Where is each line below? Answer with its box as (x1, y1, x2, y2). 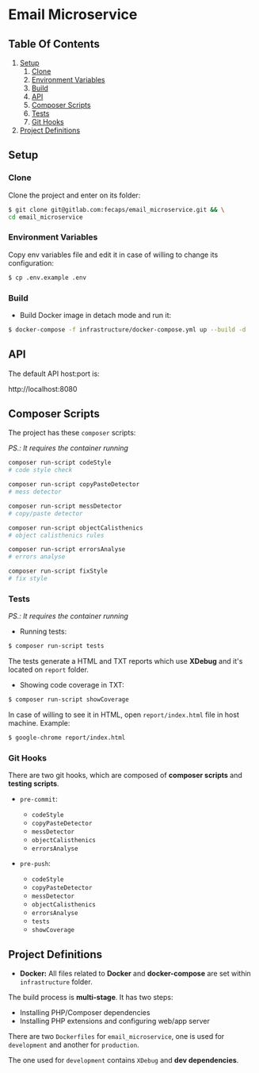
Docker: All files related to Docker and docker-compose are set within (19, 968, 251, 978)
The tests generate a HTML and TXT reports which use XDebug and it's (8, 657, 243, 666)
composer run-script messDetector (8, 502, 123, 510)
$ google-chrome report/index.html (8, 734, 126, 742)
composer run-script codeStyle (8, 458, 112, 467)
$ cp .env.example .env (8, 274, 87, 282)
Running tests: (19, 627, 67, 636)
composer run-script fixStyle (8, 567, 109, 576)
